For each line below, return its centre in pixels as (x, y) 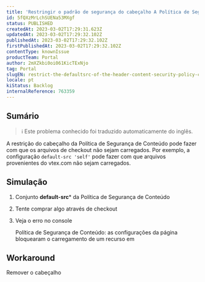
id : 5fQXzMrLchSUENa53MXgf (41, 18)
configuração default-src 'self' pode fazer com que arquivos (86, 156)
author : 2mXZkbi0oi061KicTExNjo (47, 63)
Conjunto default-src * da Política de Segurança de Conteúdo (92, 197)
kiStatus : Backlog (30, 86)
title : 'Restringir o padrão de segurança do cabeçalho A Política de (98, 12)
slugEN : (16, 74)
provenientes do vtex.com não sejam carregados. (69, 163)
